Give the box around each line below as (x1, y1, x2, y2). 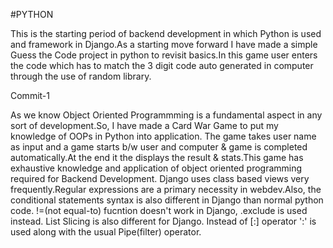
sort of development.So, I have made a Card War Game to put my (10, 120, 279, 131)
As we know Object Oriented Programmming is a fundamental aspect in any (10, 109, 323, 121)
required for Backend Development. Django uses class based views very (10, 173, 310, 184)
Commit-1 (10, 90, 50, 101)
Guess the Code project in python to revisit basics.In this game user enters (10, 49, 318, 61)
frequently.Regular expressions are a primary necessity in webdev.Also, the (10, 184, 322, 195)
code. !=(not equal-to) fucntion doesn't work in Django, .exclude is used (10, 205, 308, 216)
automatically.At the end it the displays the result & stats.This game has (10, 152, 304, 163)
